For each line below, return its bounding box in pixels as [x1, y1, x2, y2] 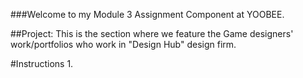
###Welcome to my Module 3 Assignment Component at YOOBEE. [10, 9, 285, 20]
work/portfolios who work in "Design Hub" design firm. [10, 39, 237, 50]
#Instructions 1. [10, 58, 74, 69]
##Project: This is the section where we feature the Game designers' [10, 28, 294, 39]
